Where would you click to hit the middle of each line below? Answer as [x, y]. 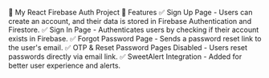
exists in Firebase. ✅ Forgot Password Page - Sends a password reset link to [135, 39]
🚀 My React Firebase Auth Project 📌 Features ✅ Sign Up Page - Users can [130, 12]
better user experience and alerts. [65, 65]
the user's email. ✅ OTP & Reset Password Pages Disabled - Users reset [128, 47]
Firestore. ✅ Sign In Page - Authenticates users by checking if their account [134, 29]
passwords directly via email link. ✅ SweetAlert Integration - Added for [125, 57]
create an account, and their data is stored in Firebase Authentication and [130, 21]
